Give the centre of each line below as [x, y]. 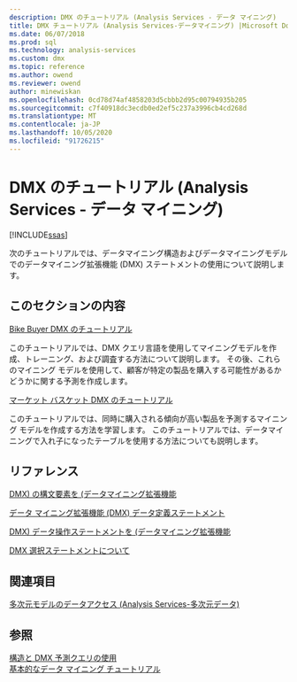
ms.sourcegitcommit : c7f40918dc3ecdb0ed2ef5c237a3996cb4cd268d [128, 108]
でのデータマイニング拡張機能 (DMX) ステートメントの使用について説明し [143, 264]
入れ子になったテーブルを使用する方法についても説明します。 [151, 440]
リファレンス [44, 471]
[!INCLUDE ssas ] [38, 235]
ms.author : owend [41, 75]
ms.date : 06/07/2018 [47, 34]
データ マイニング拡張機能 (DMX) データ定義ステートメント [117, 513]
